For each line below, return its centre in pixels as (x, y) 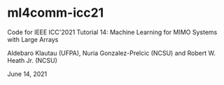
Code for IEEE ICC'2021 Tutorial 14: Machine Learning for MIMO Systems (112, 32)
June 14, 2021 (27, 74)
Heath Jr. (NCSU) (33, 60)
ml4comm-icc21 (56, 13)
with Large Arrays (33, 39)
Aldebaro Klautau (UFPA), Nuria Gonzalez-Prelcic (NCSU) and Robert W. (111, 53)
